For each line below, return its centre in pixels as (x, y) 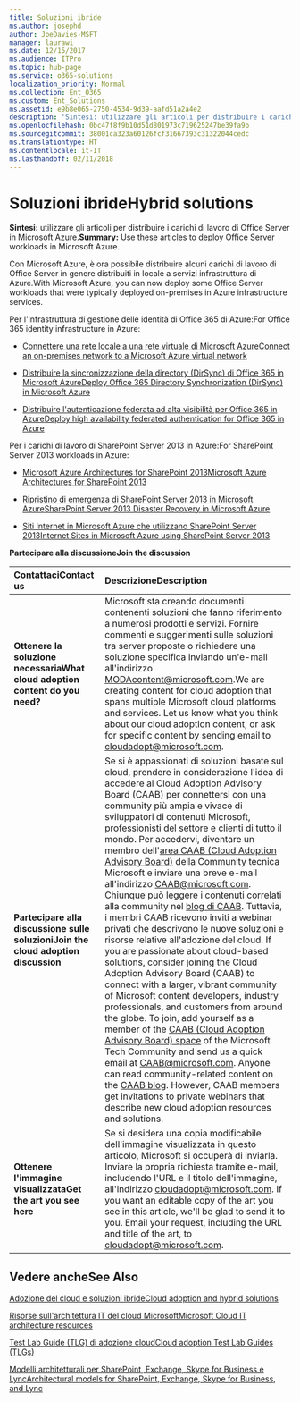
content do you (47, 691)
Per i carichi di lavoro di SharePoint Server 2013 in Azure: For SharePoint (142, 446)
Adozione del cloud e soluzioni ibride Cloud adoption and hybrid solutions (144, 1298)
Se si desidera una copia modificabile (183, 1134)
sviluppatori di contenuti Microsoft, (177, 817)
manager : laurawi (42, 42)
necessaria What (49, 669)
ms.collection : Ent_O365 (55, 92)
